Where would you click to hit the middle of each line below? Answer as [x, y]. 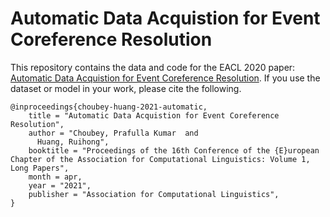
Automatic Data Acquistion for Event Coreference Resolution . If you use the [165, 78]
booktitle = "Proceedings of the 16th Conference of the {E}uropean [174, 150]
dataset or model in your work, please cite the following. [126, 88]
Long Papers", [40, 168]
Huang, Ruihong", [73, 142]
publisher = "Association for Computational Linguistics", [154, 194]
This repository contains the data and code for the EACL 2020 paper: [153, 67]
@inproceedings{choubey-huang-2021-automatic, [109, 107]
